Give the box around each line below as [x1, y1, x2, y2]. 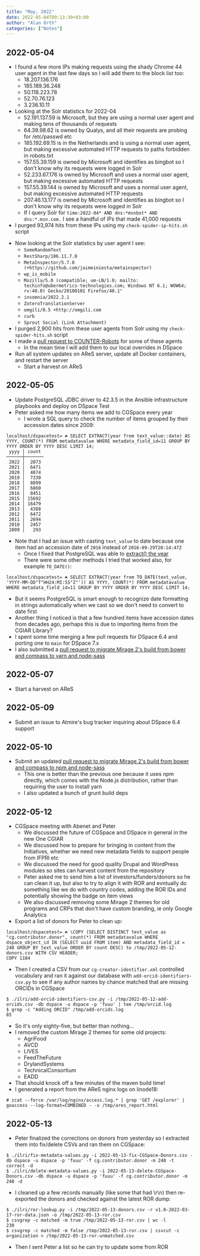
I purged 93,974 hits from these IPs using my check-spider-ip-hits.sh [14, 222, 188, 229]
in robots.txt [23, 152, 54, 159]
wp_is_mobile [23, 271, 57, 277]
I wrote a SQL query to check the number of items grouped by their [23, 415, 189, 422]
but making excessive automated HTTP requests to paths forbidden [23, 146, 190, 153]
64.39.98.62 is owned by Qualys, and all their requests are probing [23, 126, 187, 134]
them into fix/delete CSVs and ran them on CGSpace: [14, 1140, 146, 1148]
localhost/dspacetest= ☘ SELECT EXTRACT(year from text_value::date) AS [6, 433, 190, 439]
